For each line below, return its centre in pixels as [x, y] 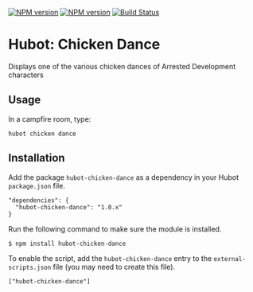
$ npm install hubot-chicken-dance [67, 243]
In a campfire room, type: [50, 119]
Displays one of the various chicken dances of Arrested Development [122, 66]
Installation [37, 158]
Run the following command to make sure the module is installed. [115, 229]
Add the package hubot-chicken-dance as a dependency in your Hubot [124, 177]
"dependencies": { [39, 200]
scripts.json [30, 267]
